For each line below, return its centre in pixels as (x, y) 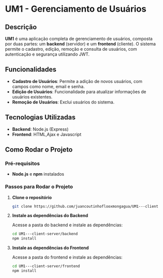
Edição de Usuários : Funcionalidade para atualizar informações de (79, 92)
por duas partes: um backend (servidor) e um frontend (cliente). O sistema (81, 44)
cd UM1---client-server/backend (45, 234)
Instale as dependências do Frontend (50, 248)
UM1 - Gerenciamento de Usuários (76, 9)
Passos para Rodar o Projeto (39, 187)
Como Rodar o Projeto (39, 150)
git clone (22, 206)
